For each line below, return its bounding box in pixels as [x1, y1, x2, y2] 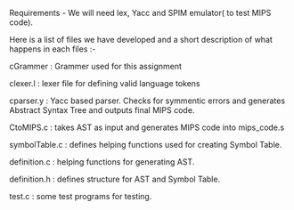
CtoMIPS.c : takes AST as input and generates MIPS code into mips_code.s [9, 122, 285, 133]
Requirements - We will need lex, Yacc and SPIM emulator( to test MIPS [9, 8, 272, 18]
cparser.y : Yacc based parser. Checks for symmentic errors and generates [9, 95, 286, 106]
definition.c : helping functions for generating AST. [9, 157, 195, 167]
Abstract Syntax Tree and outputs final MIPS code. [9, 105, 195, 115]
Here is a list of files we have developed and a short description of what [9, 35, 274, 44]
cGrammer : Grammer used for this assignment [9, 61, 183, 71]
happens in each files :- [9, 44, 96, 54]
